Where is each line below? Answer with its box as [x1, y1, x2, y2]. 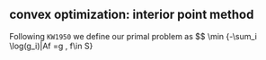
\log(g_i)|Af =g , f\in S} [9, 40, 93, 51]
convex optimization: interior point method [9, 7, 254, 22]
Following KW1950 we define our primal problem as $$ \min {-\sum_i [9, 30, 258, 41]
